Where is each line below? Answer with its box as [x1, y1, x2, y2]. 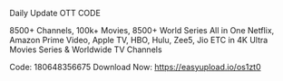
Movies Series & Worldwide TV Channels [9, 44, 162, 55]
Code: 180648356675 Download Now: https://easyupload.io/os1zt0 [9, 62, 261, 72]
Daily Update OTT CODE [9, 8, 102, 18]
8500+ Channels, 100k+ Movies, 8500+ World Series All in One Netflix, [9, 25, 275, 35]
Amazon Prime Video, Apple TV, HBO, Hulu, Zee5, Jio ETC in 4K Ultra [9, 35, 268, 45]
